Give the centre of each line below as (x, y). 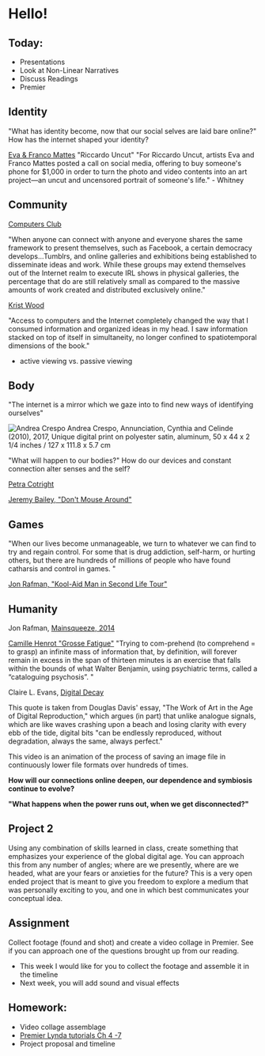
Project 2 (31, 829)
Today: (26, 43)
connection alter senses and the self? (69, 469)
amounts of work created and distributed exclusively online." (107, 290)
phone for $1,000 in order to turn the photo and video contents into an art (128, 172)
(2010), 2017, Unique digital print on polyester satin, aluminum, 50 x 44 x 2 (129, 437)
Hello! (28, 14)
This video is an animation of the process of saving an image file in (117, 757)
